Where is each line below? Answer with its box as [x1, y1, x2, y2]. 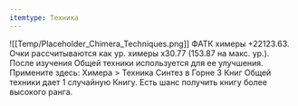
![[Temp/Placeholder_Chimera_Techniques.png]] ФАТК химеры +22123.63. [9, 38, 290, 49]
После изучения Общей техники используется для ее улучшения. [9, 57, 264, 68]
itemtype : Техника [9, 13, 79, 23]
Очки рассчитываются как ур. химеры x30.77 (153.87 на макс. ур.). [9, 47, 270, 59]
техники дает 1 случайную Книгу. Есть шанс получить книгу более [9, 76, 267, 87]
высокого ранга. [9, 86, 73, 97]
